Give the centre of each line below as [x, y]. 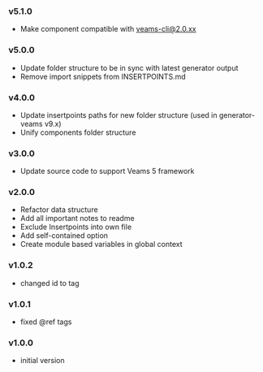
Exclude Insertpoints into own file [76, 227]
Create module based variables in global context [101, 244]
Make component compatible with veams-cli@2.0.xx [108, 29]
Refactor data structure [59, 210]
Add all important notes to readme [78, 218]
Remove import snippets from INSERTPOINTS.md [103, 76]
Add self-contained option [64, 236]
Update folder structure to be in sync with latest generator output [129, 67]
